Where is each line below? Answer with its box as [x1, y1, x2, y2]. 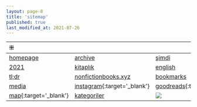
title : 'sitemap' [6, 14, 49, 20]
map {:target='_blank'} [9, 91, 69, 99]
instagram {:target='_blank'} [74, 82, 150, 90]
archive [74, 53, 95, 62]
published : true [6, 19, 46, 25]
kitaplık [74, 63, 94, 72]
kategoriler [74, 91, 104, 99]
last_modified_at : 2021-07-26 [6, 24, 80, 31]
